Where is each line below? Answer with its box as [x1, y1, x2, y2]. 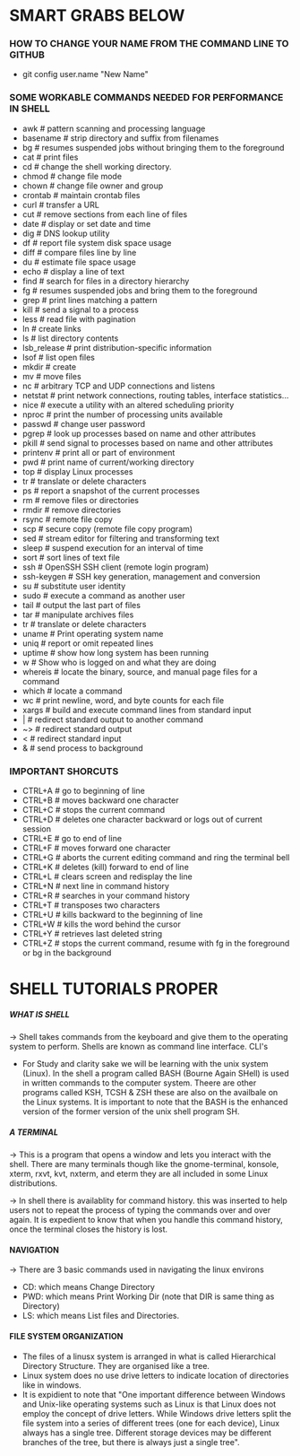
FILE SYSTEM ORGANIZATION [9, 1331, 124, 1341]
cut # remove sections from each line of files [21, 208, 188, 220]
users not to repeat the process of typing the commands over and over [9, 1205, 271, 1216]
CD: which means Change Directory [21, 1282, 155, 1293]
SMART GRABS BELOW [9, 5, 185, 26]
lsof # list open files [21, 352, 96, 362]
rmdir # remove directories [21, 504, 122, 515]
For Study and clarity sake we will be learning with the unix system [21, 1059, 269, 1069]
